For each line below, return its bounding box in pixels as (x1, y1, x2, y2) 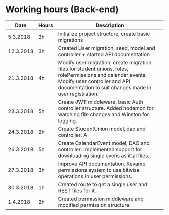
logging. (58, 117, 77, 124)
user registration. (58, 90, 99, 97)
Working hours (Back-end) (5, 4, 119, 15)
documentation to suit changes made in (58, 84, 152, 91)
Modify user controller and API (58, 78, 131, 85)
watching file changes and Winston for (58, 111, 149, 118)
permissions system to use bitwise (58, 166, 140, 173)
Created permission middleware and (58, 195, 144, 202)
